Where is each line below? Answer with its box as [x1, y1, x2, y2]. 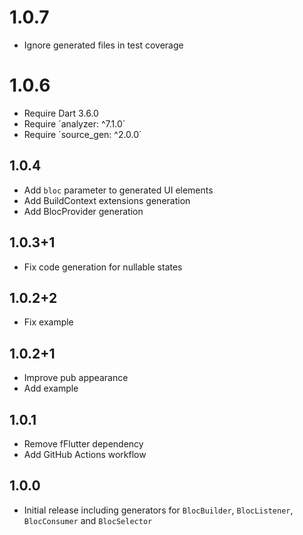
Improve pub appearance [23, 372, 129, 384]
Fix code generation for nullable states [23, 261, 183, 273]
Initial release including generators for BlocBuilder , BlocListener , [23, 504, 294, 516]
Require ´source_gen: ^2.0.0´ [23, 128, 142, 140]
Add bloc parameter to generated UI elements [23, 184, 214, 196]
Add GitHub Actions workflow [23, 448, 147, 460]
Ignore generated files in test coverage [23, 39, 184, 51]
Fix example [23, 316, 74, 328]
